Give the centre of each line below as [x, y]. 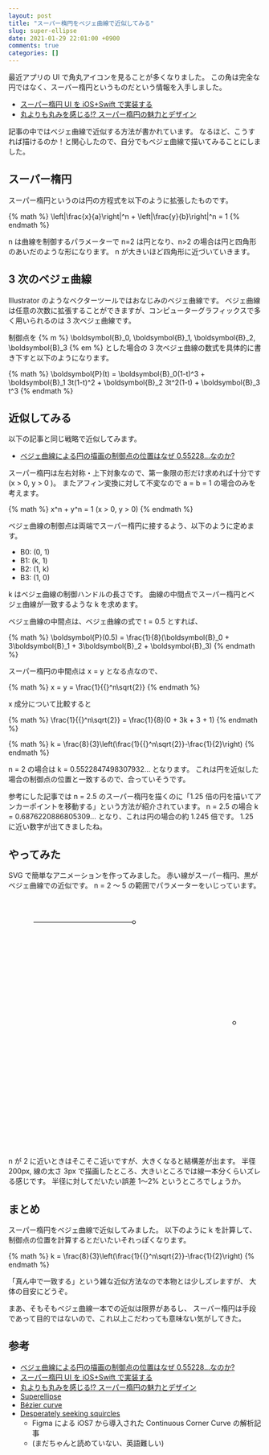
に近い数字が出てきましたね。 [57, 826]
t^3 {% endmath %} [41, 390]
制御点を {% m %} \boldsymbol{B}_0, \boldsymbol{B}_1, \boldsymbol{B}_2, [132, 337]
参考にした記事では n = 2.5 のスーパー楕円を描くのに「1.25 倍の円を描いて [131, 797]
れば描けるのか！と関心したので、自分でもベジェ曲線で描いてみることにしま [135, 141]
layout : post [30, 16]
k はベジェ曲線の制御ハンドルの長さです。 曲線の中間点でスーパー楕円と [128, 594]
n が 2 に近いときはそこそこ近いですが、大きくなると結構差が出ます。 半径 [132, 1161]
